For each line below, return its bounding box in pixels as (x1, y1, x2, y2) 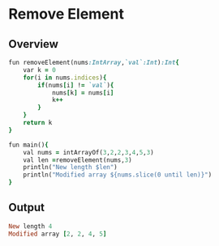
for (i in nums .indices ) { (23, 74, 107, 82)
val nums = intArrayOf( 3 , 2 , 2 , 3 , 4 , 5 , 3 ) (23, 148, 154, 156)
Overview (8, 37, 59, 51)
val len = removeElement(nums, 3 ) (23, 155, 132, 164)
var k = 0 (23, 66, 57, 74)
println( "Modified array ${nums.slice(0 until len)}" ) (23, 171, 213, 179)
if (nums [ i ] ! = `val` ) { (37, 81, 114, 89)
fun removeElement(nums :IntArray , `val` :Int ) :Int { (8, 58, 180, 66)
